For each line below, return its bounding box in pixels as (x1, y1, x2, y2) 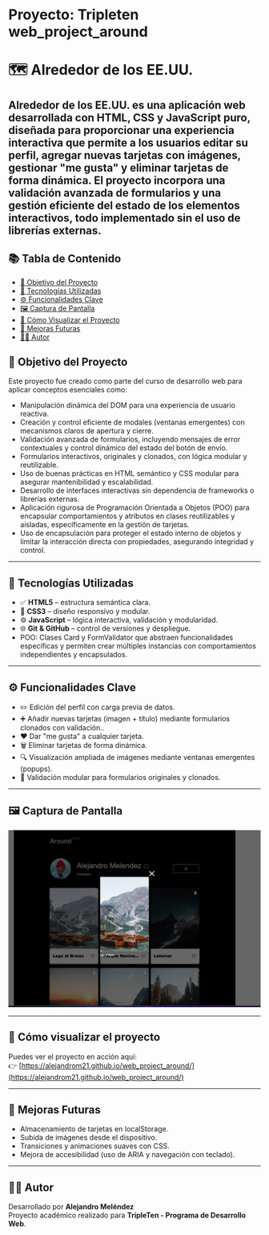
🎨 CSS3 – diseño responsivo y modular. (19, 607, 151, 616)
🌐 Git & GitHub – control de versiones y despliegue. (19, 624, 191, 633)
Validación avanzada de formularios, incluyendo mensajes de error (19, 435, 241, 445)
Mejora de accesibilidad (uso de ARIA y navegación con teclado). (19, 1150, 235, 1160)
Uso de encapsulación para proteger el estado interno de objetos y (19, 528, 242, 538)
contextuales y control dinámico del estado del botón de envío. (19, 443, 228, 453)
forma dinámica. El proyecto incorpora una (8, 173, 226, 187)
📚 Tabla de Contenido (8, 252, 122, 266)
